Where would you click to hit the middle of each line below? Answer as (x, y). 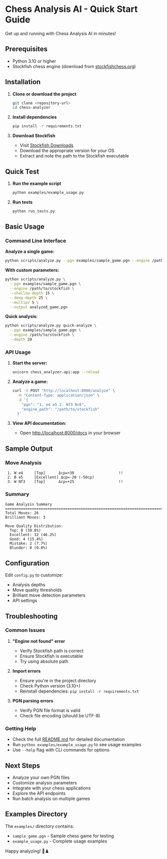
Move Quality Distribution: (34, 526)
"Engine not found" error (39, 641)
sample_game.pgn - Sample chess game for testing (63, 836)
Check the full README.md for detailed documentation (69, 739)
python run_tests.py (34, 211)
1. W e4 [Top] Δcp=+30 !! (65, 473)
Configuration (27, 563)
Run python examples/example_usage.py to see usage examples (77, 745)
